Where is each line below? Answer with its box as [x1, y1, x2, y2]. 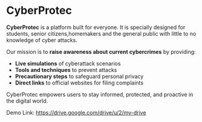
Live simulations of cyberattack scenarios [15, 60, 121, 67]
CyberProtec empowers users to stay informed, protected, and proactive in [6, 91, 194, 98]
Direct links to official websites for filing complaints [15, 79, 144, 86]
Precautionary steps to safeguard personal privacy [15, 72, 144, 80]
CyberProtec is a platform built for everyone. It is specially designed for [6, 24, 186, 31]
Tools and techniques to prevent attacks [15, 66, 117, 73]
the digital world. [6, 97, 48, 104]
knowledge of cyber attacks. [6, 36, 77, 43]
